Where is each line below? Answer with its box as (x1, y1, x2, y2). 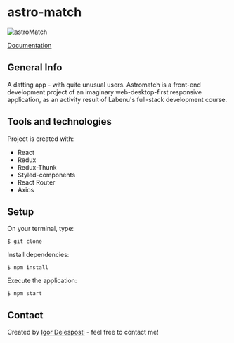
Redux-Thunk (17, 163, 57, 171)
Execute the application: (7, 276, 77, 285)
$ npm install (7, 264, 49, 271)
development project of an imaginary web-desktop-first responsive (7, 87, 202, 96)
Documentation (7, 41, 52, 49)
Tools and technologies (7, 116, 112, 127)
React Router (17, 177, 56, 187)
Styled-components (17, 170, 76, 179)
